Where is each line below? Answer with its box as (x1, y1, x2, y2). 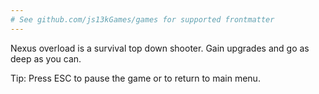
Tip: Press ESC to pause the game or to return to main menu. (10, 72, 261, 84)
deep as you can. (10, 52, 82, 65)
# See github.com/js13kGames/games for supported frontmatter (10, 14, 275, 25)
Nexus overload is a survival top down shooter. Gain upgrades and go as (10, 42, 310, 54)
